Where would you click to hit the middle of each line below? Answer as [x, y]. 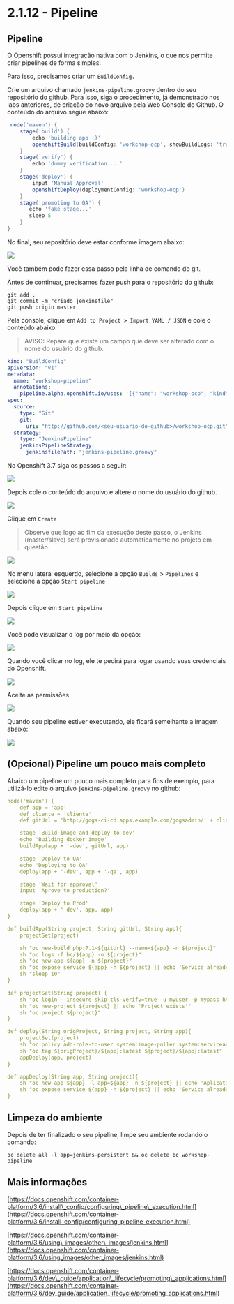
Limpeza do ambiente [55, 1118]
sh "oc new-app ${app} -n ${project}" [76, 961]
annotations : [32, 387]
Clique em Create [32, 519]
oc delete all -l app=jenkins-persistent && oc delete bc [93, 1155]
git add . [22, 295]
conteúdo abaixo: [32, 327]
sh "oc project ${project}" [60, 1013]
